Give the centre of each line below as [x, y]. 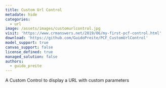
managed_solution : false [31, 57]
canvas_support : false [29, 47]
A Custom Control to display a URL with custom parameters [67, 80]
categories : [18, 19]
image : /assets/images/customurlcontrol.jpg [53, 29]
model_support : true [27, 43]
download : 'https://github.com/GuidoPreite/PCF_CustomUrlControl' [77, 38]
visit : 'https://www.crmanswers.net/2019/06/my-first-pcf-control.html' [84, 33]
